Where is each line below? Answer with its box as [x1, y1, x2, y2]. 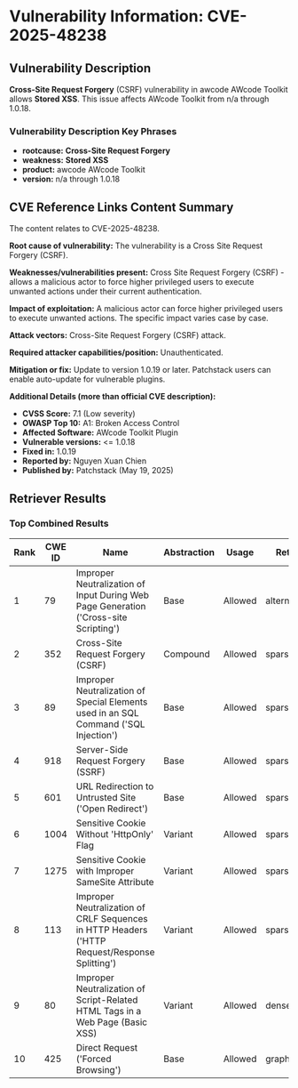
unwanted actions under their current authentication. [9, 286, 202, 297]
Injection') [75, 729, 118, 741]
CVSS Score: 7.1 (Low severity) [21, 408, 136, 419]
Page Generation [75, 600, 146, 612]
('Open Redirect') [75, 802, 149, 815]
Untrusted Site [75, 791, 137, 803]
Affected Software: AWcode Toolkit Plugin [21, 427, 179, 438]
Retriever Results [9, 491, 106, 506]
